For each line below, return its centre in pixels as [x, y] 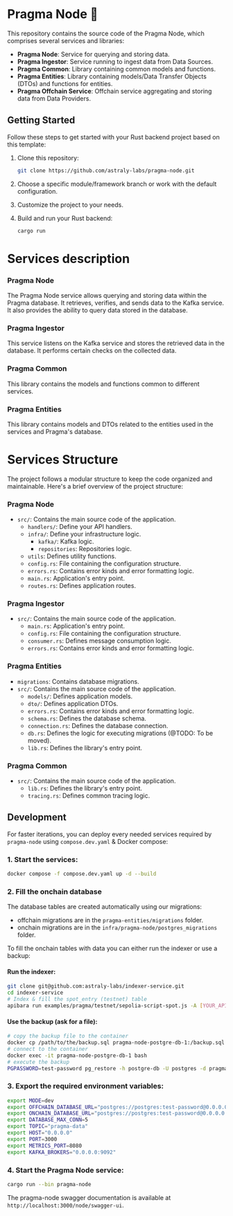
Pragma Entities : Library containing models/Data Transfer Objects [112, 76]
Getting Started [41, 120]
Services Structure [63, 460]
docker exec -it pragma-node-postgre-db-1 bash [77, 1055]
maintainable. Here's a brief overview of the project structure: [95, 486]
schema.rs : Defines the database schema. [87, 718]
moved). [40, 740]
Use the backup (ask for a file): [52, 1021]
